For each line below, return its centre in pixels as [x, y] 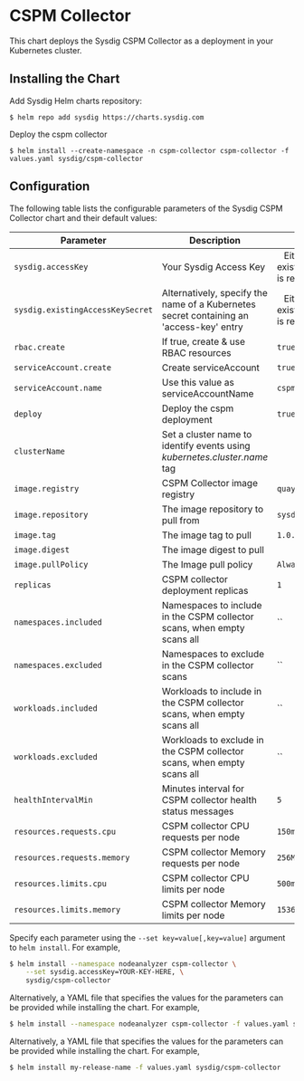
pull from [181, 520]
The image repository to [213, 509]
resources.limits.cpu [60, 883]
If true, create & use [204, 341]
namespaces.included [58, 622]
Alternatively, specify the [215, 292]
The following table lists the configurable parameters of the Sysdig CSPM [146, 208]
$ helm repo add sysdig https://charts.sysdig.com [107, 117]
